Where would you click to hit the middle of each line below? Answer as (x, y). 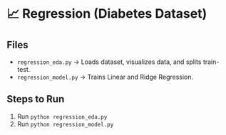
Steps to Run (36, 99)
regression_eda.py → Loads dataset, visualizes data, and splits (109, 62)
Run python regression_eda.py (62, 116)
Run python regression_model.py (65, 124)
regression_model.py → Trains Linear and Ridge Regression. (105, 77)
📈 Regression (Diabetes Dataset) (107, 14)
